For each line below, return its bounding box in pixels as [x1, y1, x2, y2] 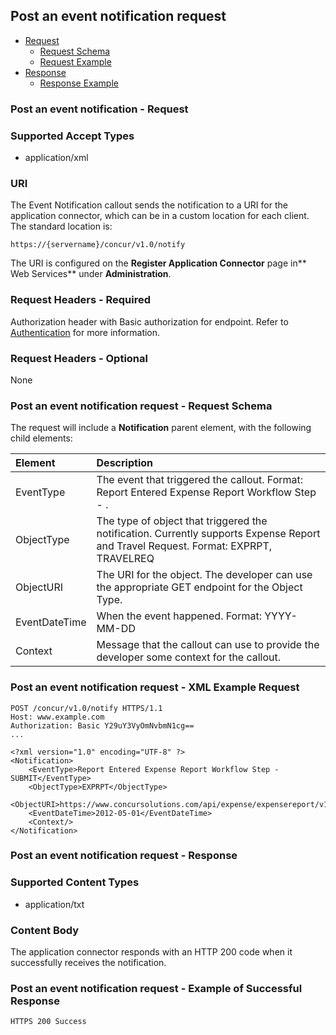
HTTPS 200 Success [10, 1017, 87, 1027]
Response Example [39, 77, 119, 89]
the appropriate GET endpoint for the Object [96, 580, 303, 594]
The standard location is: [10, 220, 113, 233]
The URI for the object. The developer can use [96, 568, 313, 582]
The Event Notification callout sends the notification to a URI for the [10, 199, 288, 211]
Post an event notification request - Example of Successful [10, 981, 303, 995]
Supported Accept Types [10, 129, 135, 143]
